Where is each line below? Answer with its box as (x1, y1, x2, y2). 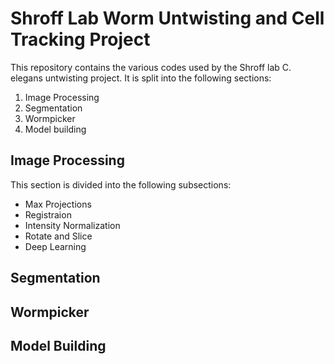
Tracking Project (10, 28, 151, 51)
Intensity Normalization (24, 219, 121, 231)
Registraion (24, 208, 72, 221)
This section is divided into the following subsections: (10, 178, 232, 191)
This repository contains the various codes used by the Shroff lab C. (10, 61, 292, 73)
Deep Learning (24, 240, 87, 252)
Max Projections (24, 198, 92, 210)
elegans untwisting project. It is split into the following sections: (10, 72, 272, 84)
